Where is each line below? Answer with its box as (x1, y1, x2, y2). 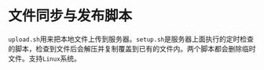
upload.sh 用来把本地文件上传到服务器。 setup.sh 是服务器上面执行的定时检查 (8, 34, 254, 44)
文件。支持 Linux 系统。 (8, 54, 81, 63)
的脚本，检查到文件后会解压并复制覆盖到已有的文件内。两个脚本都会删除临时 (8, 44, 256, 53)
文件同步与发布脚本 (8, 7, 133, 25)
